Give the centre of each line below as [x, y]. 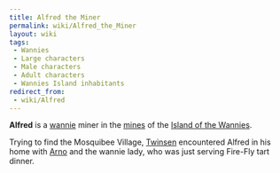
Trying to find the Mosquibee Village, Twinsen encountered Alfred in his [140, 142]
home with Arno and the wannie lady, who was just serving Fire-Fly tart [140, 152]
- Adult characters [49, 75]
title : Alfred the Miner [55, 17]
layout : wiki [33, 34]
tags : [19, 42]
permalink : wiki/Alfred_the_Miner [73, 26]
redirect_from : [37, 91]
